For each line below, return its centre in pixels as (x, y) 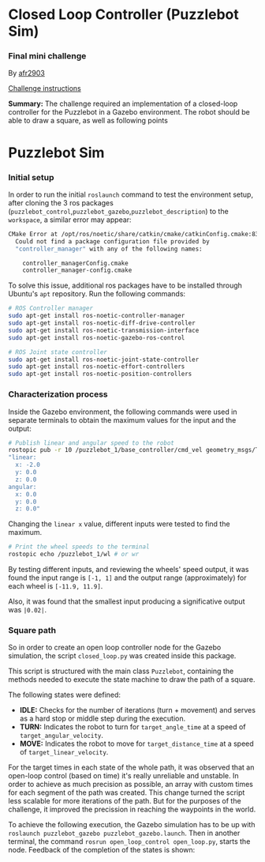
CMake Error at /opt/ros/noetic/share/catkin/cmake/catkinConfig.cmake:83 (134, 234)
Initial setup (31, 177)
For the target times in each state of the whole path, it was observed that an (131, 767)
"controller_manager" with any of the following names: (109, 249)
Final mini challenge (47, 56)
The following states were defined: (64, 695)
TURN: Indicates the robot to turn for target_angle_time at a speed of (132, 727)
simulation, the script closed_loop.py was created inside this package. (122, 656)
